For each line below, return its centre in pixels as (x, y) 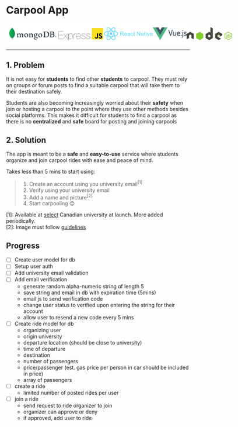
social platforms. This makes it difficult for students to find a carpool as (91, 115)
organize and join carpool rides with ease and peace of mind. (80, 160)
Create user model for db (45, 260)
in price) (33, 373)
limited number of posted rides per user (71, 392)
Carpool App (37, 10)
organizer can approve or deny (60, 411)
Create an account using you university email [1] (86, 183)
